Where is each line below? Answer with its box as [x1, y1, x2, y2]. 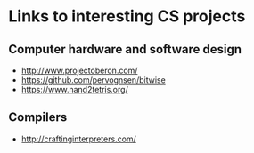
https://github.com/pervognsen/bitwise [20, 75, 166, 85]
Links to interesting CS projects [8, 6, 246, 27]
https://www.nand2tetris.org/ [20, 85, 128, 94]
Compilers [8, 109, 68, 125]
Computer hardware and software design [8, 42, 242, 57]
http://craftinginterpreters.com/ [20, 133, 137, 144]
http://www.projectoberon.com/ [20, 65, 138, 76]
